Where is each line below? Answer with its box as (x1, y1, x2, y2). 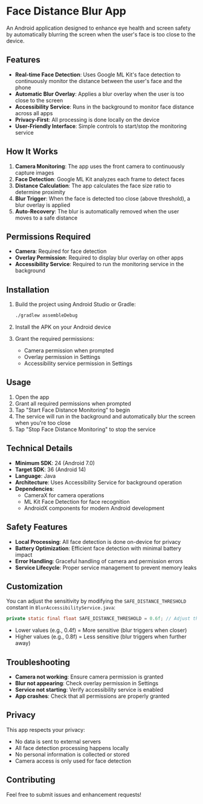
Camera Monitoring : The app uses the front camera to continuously (14, 162, 185, 170)
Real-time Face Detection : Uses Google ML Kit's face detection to (14, 71, 181, 78)
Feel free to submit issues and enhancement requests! (6, 791, 142, 798)
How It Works (6, 147, 59, 157)
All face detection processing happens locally (14, 744, 129, 751)
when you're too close (14, 419, 71, 426)
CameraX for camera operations (24, 491, 105, 498)
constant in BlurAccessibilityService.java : (6, 604, 116, 611)
